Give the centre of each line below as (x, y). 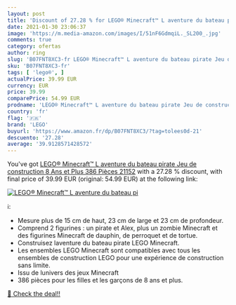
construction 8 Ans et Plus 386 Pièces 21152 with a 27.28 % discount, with (115, 172)
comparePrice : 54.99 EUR (44, 99)
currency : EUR (28, 86)
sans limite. (34, 265)
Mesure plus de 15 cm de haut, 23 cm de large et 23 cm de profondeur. (120, 221)
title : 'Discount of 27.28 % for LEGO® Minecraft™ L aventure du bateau (116, 20)
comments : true (29, 40)
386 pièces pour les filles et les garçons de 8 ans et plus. (100, 280)
